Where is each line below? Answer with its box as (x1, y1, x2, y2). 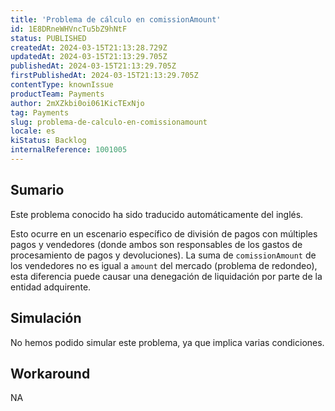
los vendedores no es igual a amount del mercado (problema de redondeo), (10, 259, 318, 271)
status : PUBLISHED (10, 33, 87, 43)
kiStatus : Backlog (10, 136, 87, 146)
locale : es (10, 126, 56, 136)
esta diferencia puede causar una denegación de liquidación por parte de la (10, 270, 323, 282)
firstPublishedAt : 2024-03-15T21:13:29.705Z (10, 71, 199, 81)
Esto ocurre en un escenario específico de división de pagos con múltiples (10, 227, 318, 240)
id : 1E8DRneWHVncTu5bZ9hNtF (10, 24, 128, 34)
